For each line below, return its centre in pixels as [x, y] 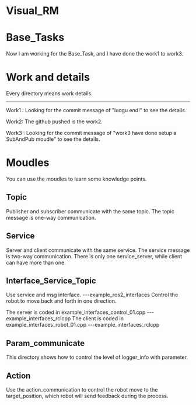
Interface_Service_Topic [51, 281]
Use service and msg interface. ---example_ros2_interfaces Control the [92, 295]
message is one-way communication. [51, 217]
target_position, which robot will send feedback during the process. [87, 396]
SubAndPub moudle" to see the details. [53, 139]
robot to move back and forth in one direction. [61, 301]
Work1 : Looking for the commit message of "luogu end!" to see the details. [96, 110]
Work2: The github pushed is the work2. [55, 122]
